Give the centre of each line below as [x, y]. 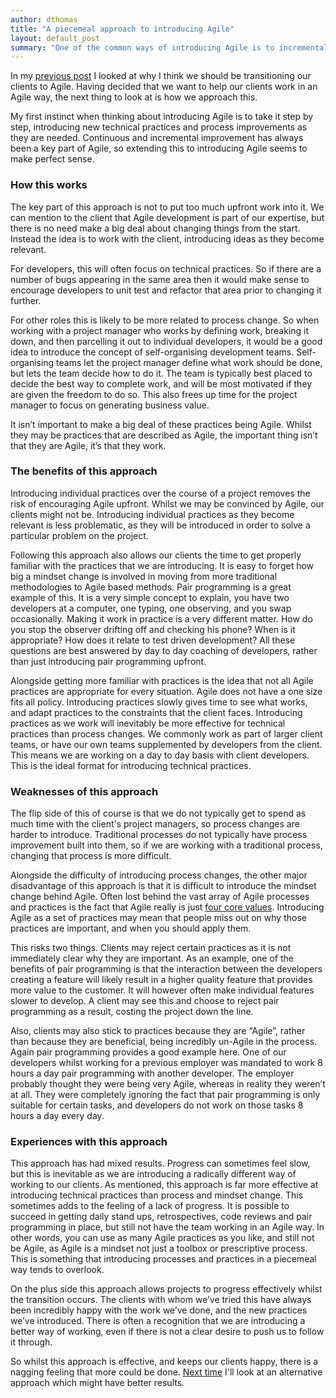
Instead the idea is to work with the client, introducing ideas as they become [167, 238]
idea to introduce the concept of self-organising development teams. [152, 352]
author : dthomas [44, 19]
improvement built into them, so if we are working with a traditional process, [166, 845]
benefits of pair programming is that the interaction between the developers [166, 969]
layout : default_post [55, 38]
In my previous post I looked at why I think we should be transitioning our [161, 76]
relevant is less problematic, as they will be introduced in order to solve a [160, 525]
